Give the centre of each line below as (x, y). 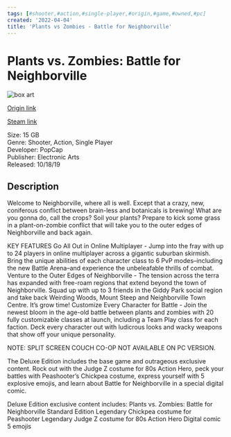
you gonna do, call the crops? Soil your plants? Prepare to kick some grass (114, 218)
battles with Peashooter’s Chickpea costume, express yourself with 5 (106, 376)
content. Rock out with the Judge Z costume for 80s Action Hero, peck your (115, 369)
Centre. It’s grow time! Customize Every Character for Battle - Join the (107, 305)
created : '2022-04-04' (40, 20)
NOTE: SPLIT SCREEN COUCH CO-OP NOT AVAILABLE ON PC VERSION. (112, 348)
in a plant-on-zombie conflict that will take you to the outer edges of (105, 225)
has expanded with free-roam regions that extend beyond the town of (107, 283)
